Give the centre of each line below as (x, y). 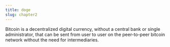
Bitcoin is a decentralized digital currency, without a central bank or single (83, 29)
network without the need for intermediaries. (52, 40)
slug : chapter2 (21, 15)
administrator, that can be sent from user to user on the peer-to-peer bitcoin (85, 34)
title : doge (18, 10)
